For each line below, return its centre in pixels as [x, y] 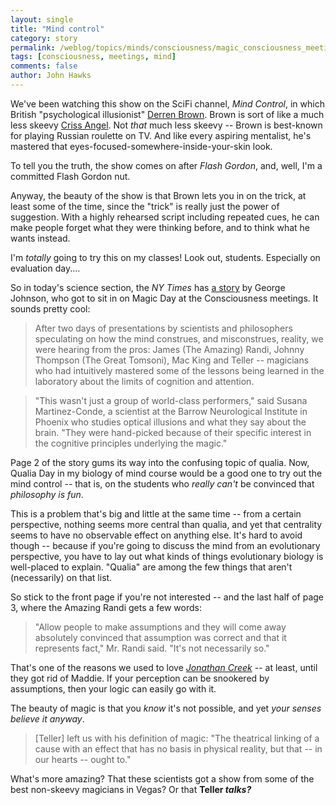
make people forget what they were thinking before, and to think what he [160, 227]
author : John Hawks [51, 76]
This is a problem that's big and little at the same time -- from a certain [156, 513]
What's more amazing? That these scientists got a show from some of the [162, 778]
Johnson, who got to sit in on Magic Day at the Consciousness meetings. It [164, 298]
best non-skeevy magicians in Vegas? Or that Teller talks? [131, 789]
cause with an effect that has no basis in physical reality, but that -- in [178, 748]
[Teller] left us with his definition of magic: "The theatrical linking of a [177, 738]
